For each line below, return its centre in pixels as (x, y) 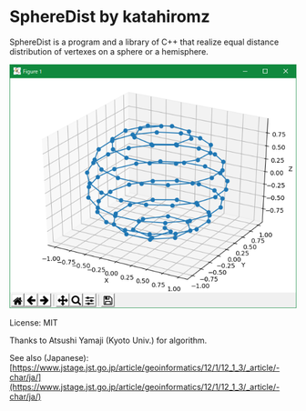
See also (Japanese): (49, 357)
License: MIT (34, 322)
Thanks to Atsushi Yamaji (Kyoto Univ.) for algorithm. (108, 340)
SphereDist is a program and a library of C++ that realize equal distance (144, 42)
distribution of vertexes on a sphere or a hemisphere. (109, 51)
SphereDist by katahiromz (110, 17)
